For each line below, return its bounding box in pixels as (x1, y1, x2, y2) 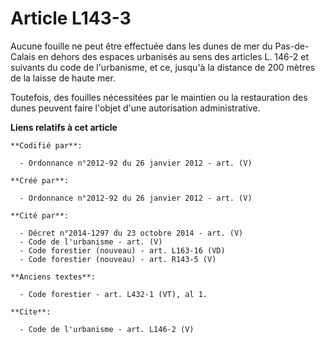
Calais (10, 50, 37, 62)
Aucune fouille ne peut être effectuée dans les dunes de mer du (10, 40, 273, 52)
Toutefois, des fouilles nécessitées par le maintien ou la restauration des (10, 91, 308, 103)
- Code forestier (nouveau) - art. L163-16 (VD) (19, 245, 226, 256)
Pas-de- (274, 40, 310, 52)
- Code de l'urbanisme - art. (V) (19, 237, 163, 247)
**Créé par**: (10, 175, 70, 186)
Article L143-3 (10, 7, 132, 30)
